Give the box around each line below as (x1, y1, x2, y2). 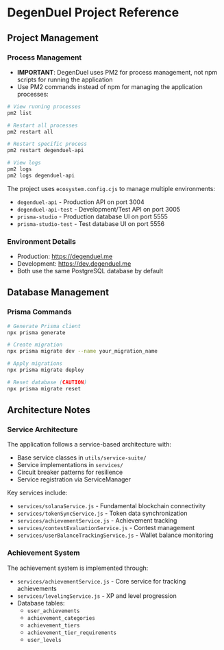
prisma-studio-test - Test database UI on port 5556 (16, 219, 165, 227)
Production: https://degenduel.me (16, 252, 113, 261)
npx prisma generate (7, 329, 66, 336)
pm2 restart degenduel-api (7, 147, 84, 154)
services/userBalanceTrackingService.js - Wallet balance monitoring (16, 531, 214, 539)
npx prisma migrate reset (7, 385, 81, 392)
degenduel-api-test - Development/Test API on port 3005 (16, 205, 180, 213)
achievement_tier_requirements (27, 629, 117, 636)
